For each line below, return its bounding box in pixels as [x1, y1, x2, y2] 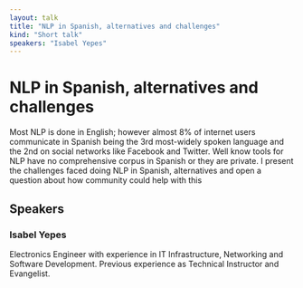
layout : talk [9, 13, 59, 23]
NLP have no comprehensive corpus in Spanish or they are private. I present [9, 156, 294, 167]
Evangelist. [9, 268, 51, 279]
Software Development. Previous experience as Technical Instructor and [9, 258, 279, 269]
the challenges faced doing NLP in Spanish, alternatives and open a [9, 165, 262, 177]
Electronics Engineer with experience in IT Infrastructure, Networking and [9, 248, 284, 259]
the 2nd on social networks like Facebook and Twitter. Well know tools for [9, 146, 284, 157]
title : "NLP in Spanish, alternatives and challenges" [9, 22, 221, 31]
